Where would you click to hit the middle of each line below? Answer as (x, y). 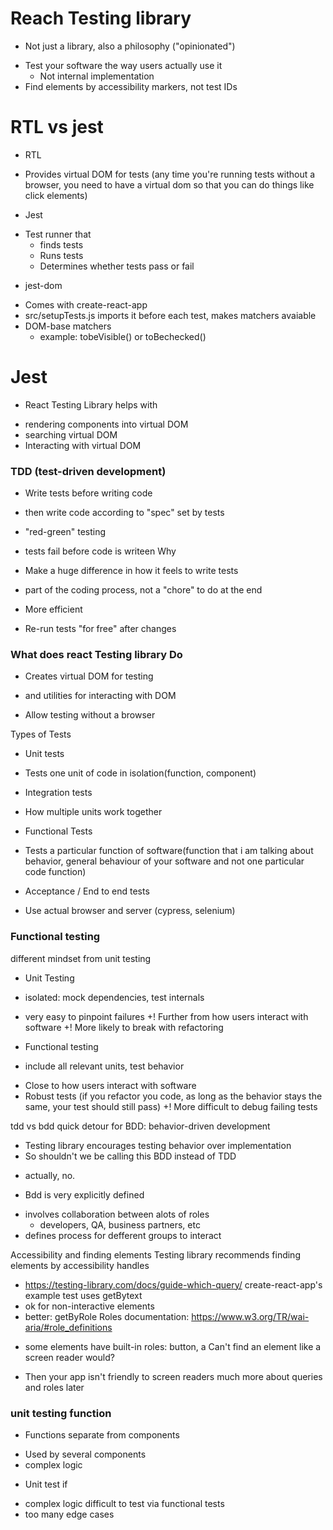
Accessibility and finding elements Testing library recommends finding (155, 1254)
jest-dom (43, 285)
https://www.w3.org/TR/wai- (250, 1316)
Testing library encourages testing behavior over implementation (158, 1145)
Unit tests (44, 754)
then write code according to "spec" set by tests (124, 513)
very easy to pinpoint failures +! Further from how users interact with (166, 1016)
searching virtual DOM (71, 434)
